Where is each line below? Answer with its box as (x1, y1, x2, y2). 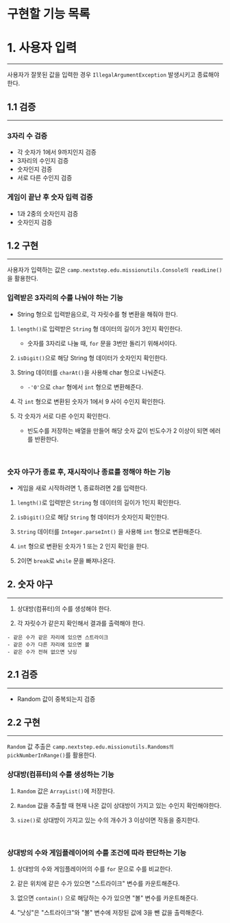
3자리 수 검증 (7, 131, 48, 140)
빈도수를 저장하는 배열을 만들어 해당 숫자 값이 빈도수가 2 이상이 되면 (27, 426, 209, 435)
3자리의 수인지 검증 (16, 157, 69, 165)
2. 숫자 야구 (7, 579, 53, 590)
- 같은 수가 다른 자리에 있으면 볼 (7, 641, 90, 648)
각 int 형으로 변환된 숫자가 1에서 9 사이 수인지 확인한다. (16, 397, 166, 405)
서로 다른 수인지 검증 (16, 174, 73, 182)
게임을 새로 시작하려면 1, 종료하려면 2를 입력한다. (16, 483, 148, 492)
